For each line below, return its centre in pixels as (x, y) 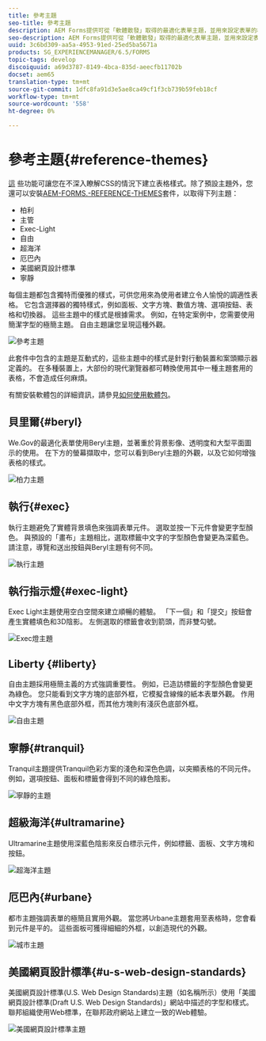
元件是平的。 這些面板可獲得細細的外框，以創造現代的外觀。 (113, 928)
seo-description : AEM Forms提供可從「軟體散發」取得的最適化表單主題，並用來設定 (131, 38)
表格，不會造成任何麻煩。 (50, 378)
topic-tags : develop (42, 60)
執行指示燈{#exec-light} (68, 591)
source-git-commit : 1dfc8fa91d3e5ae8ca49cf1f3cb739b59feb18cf (113, 89)
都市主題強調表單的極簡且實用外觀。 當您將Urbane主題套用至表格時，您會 (129, 918)
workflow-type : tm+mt (44, 97)
